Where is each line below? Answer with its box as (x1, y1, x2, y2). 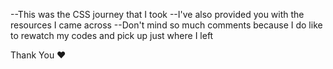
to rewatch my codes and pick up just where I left (10, 30, 214, 41)
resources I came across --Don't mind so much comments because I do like (10, 19, 323, 31)
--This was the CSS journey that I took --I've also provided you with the (10, 9, 305, 20)
